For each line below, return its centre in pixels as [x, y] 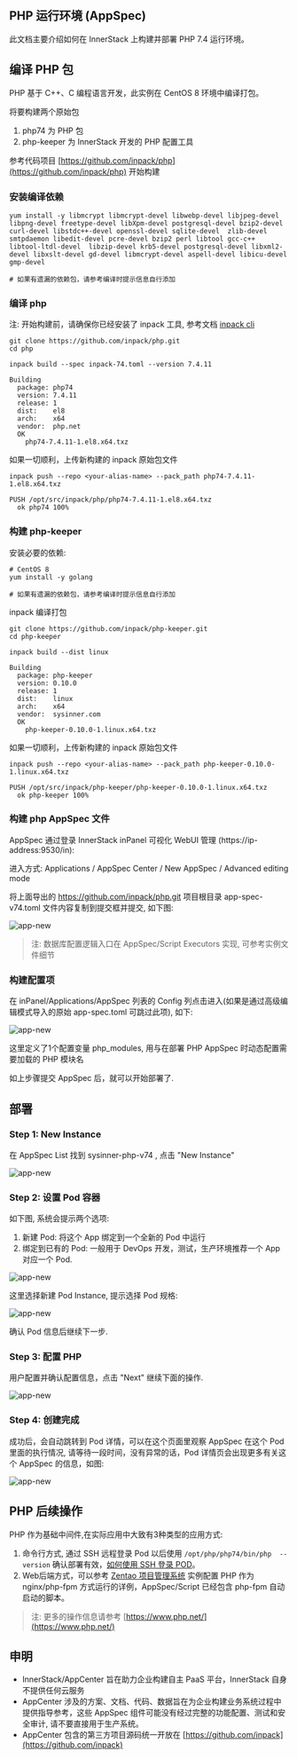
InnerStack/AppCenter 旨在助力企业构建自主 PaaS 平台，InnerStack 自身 [155, 1679]
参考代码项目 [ [35, 160]
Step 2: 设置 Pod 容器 [55, 1197]
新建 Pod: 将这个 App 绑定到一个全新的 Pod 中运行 [113, 1237]
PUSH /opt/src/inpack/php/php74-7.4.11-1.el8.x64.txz [111, 500]
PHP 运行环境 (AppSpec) [78, 16]
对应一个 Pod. [47, 1259]
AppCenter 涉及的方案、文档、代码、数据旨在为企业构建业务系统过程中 [152, 1701]
